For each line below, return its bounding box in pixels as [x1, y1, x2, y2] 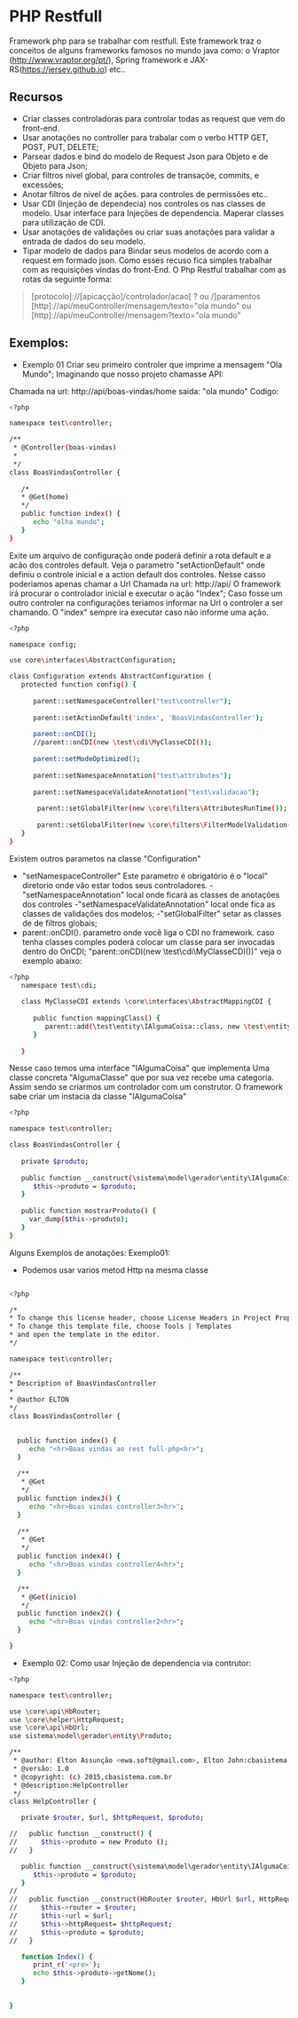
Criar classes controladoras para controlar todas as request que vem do [21, 113, 286, 123]
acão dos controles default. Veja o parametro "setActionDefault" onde [9, 560, 266, 570]
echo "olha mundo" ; [32, 518, 105, 527]
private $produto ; [20, 1156, 90, 1165]
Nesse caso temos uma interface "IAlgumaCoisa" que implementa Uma [9, 1063, 271, 1074]
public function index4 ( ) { [17, 1552, 122, 1561]
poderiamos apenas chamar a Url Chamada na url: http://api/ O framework [9, 578, 281, 589]
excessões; [21, 179, 65, 190]
